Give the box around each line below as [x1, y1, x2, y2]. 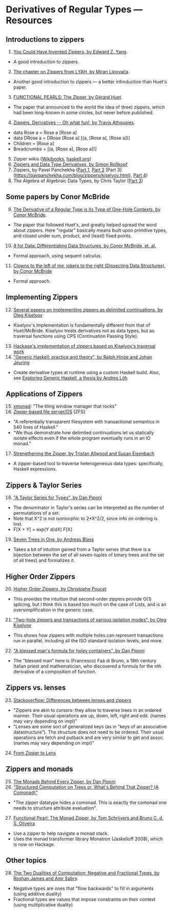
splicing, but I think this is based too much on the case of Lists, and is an [13, 601, 167, 608]
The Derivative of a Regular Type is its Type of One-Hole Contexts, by [13, 206, 161, 212]
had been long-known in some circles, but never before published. [13, 110, 154, 115]
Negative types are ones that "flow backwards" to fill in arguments [13, 885, 154, 891]
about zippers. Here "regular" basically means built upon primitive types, [13, 227, 167, 233]
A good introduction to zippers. [13, 59, 79, 65]
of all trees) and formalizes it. [13, 557, 75, 564]
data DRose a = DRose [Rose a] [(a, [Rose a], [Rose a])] [13, 135, 130, 141]
